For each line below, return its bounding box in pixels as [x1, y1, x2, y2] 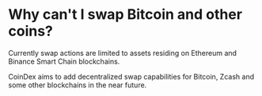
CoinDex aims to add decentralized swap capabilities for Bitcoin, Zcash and [8, 72, 255, 81]
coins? [8, 22, 54, 40]
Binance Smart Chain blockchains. [8, 57, 120, 66]
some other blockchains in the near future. [8, 80, 147, 90]
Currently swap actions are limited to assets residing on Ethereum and [8, 48, 237, 57]
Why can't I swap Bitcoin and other [8, 6, 243, 24]
